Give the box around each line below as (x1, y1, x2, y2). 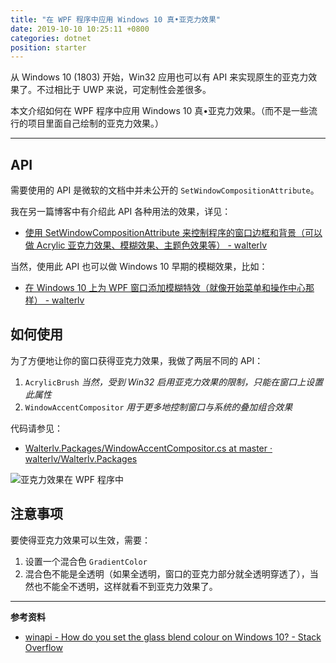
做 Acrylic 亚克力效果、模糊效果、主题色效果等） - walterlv (24, 239, 268, 251)
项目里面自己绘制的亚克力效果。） (27, 117, 164, 130)
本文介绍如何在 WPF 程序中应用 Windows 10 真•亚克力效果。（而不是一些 (10, 105, 310, 117)
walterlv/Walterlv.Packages (24, 452, 138, 465)
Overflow (24, 641, 63, 653)
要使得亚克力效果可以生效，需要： (10, 534, 151, 546)
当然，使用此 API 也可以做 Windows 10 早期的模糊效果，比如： (10, 261, 268, 273)
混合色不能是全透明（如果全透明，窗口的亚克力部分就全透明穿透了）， (24, 567, 310, 580)
